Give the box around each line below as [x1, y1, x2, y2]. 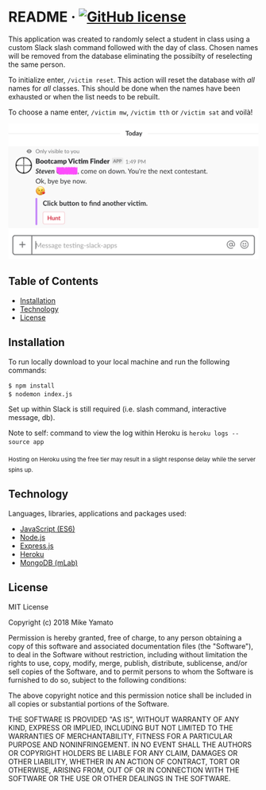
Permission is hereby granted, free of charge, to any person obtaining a [8, 632, 242, 642]
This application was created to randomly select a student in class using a [8, 34, 250, 44]
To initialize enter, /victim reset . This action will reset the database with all [8, 75, 256, 84]
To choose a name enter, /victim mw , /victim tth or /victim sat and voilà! [8, 107, 253, 117]
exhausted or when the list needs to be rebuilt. [8, 91, 160, 101]
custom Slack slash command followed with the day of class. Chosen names [8, 42, 259, 52]
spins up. [8, 466, 33, 474]
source [8, 438, 30, 446]
